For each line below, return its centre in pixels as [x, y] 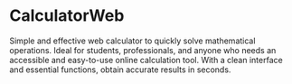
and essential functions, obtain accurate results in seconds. [120, 70]
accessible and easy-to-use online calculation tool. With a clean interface [146, 60]
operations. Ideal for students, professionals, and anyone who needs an [143, 50]
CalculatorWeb [67, 16]
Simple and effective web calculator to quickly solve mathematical [132, 41]
